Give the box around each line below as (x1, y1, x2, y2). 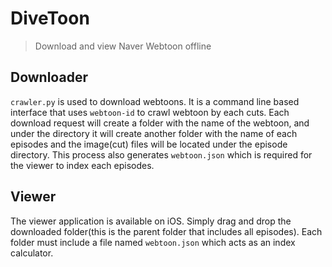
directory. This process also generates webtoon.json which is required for (10, 148, 313, 161)
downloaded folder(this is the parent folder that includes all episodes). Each (10, 225, 323, 237)
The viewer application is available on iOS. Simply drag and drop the (10, 215, 292, 227)
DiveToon (10, 7, 90, 30)
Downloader (10, 69, 88, 86)
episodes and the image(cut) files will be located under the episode (10, 138, 288, 150)
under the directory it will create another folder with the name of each (10, 127, 298, 139)
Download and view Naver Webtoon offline (34, 40, 212, 52)
